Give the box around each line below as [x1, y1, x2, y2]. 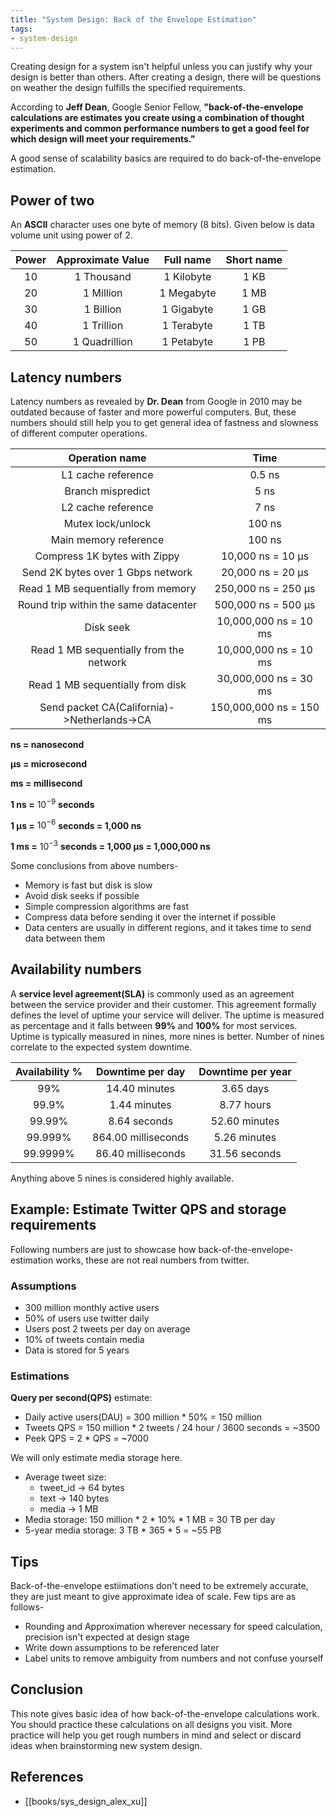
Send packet [39, 701, 100, 714]
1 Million [82, 286, 123, 300]
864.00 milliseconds [92, 1130, 190, 1144]
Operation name [68, 451, 147, 465]
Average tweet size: [24, 1471, 107, 1483]
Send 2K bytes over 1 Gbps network [21, 566, 193, 579]
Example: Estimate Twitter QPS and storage [10, 1201, 287, 1218]
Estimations [10, 1369, 70, 1383]
